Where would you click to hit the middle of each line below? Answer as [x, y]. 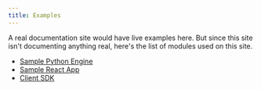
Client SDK [37, 77]
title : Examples [34, 15]
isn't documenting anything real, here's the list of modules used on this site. [130, 46]
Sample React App [49, 69]
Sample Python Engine [56, 61]
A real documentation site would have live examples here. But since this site [130, 38]
